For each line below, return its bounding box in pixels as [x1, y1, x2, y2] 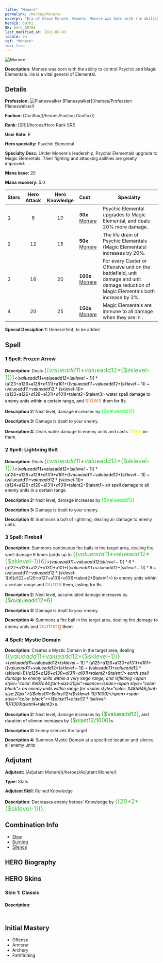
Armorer [12, 942, 29, 948]
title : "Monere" [5, 7, 38, 12]
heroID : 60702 [5, 20, 34, 26]
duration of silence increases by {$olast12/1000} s [5, 717, 113, 724]
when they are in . [102, 314, 144, 321]
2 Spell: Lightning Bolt [5, 446, 58, 453]
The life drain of [102, 231, 139, 238]
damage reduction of [102, 282, 150, 289]
